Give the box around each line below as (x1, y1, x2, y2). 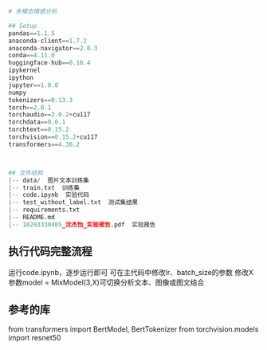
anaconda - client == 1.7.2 (8, 37, 88, 45)
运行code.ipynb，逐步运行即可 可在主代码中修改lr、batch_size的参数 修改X (8, 267, 253, 277)
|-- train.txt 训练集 (8, 183, 80, 191)
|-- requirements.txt (8, 206, 80, 214)
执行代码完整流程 (8, 245, 92, 258)
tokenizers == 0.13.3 (8, 96, 73, 104)
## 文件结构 (8, 168, 44, 177)
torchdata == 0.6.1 (8, 118, 66, 127)
